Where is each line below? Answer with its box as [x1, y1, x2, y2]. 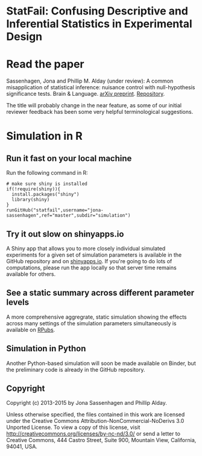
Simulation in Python [6, 343, 86, 354]
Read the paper [6, 57, 84, 71]
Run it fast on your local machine [6, 153, 132, 163]
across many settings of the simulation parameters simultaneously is [6, 319, 177, 326]
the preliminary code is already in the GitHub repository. [6, 366, 145, 373]
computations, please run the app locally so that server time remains [6, 264, 177, 271]
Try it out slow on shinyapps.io [6, 229, 124, 239]
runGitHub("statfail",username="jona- [6, 207, 104, 213]
